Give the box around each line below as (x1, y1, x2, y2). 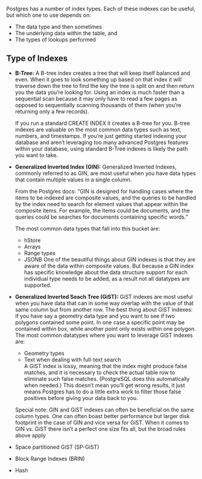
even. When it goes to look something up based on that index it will (14, 75, 182, 83)
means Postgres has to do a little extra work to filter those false (24, 388, 181, 395)
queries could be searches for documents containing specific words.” (14, 213, 188, 221)
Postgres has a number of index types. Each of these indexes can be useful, (6, 5, 196, 12)
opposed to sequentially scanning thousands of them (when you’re (14, 101, 181, 108)
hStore (24, 236, 41, 243)
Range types (24, 249, 56, 257)
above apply (14, 431, 46, 439)
